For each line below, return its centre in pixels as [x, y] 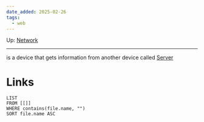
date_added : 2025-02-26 [36, 12]
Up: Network [22, 40]
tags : [13, 18]
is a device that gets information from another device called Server [90, 57]
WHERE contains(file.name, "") [46, 109]
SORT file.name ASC [31, 114]
